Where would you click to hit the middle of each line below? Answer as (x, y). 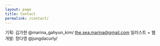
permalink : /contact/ (27, 18)
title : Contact (20, 14)
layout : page (18, 9)
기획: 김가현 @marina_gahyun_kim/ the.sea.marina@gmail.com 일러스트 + (78, 33)
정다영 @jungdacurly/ (36, 38)
